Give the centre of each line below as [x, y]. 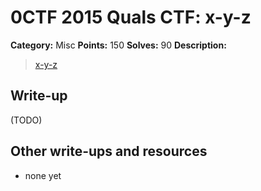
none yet [43, 175]
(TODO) [26, 120]
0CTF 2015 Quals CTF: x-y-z [131, 17]
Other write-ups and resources [109, 151]
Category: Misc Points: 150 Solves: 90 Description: [118, 45]
